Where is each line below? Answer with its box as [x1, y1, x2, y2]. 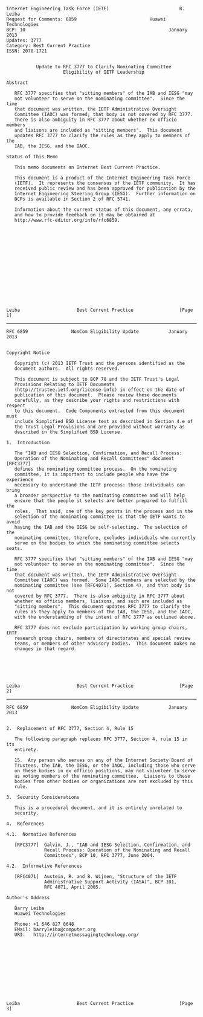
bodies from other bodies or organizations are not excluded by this [14, 778, 193, 784]
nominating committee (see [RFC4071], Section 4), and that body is [14, 583, 190, 589]
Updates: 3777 [6, 37, 42, 44]
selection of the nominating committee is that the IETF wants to [14, 514, 185, 520]
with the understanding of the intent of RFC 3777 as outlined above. [14, 614, 196, 620]
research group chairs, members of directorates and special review [14, 635, 190, 641]
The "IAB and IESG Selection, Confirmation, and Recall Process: [14, 450, 182, 456]
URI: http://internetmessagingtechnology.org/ [14, 932, 139, 938]
